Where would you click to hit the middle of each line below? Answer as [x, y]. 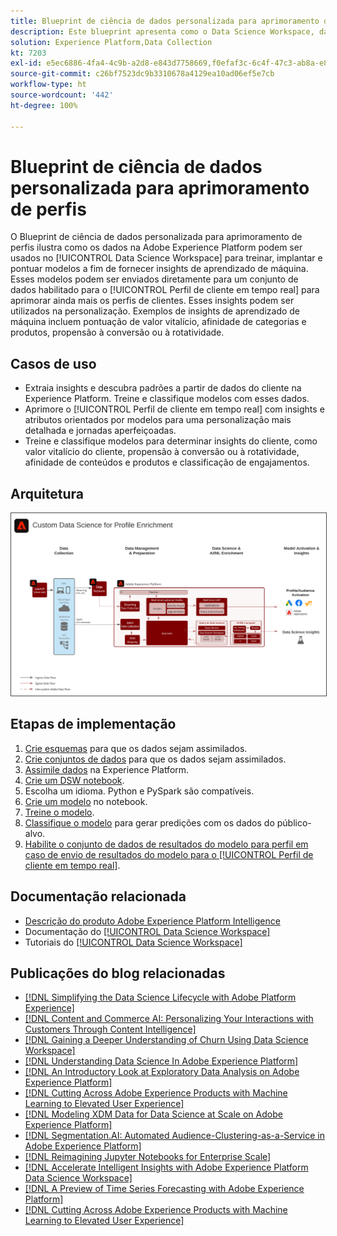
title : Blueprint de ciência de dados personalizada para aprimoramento [165, 21]
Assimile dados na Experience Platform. [107, 769]
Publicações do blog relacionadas [118, 973]
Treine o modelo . [59, 812]
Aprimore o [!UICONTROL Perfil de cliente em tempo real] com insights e [174, 409]
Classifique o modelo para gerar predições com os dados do [149, 822]
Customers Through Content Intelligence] [110, 1029]
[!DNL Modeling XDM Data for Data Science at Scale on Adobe [153, 1114]
